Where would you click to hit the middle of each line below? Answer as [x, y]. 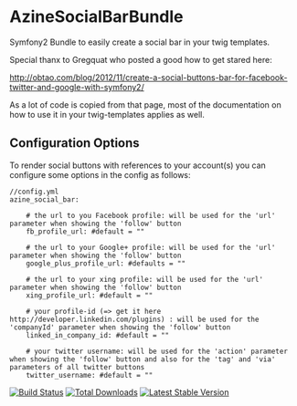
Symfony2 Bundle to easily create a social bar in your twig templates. [140, 42]
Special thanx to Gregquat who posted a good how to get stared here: [141, 59]
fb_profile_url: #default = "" [85, 231]
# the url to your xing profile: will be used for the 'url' [144, 279]
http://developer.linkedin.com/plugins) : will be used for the [134, 319]
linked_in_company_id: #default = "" [98, 335]
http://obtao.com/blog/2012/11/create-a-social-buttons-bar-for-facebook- [148, 77]
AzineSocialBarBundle [96, 17]
